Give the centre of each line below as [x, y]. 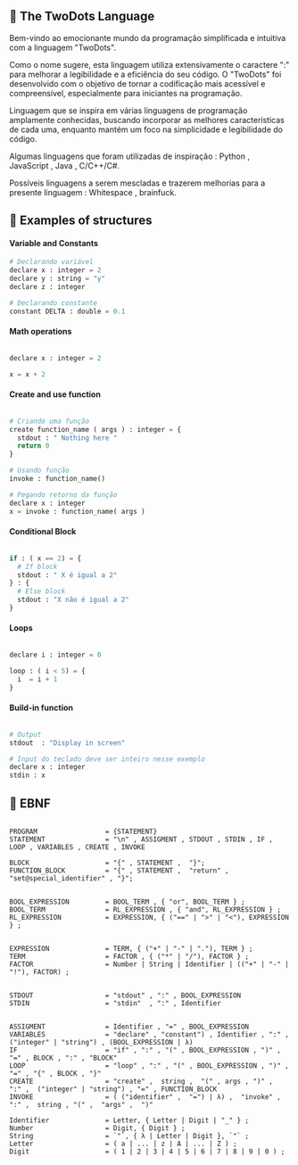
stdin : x [28, 776]
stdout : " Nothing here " [67, 438]
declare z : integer [48, 287]
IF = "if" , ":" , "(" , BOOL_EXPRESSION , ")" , [145, 1050]
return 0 [33, 446]
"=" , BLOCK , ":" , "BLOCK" [63, 1058]
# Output [25, 734]
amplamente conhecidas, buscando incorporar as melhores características [147, 120]
